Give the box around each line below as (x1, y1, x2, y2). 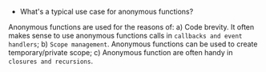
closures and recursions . (8, 56, 94, 66)
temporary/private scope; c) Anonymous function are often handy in (8, 48, 233, 57)
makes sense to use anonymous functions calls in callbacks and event (8, 31, 243, 40)
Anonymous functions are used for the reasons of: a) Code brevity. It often (8, 22, 255, 31)
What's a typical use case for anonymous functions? (19, 7, 194, 16)
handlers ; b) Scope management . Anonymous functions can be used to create (8, 39, 258, 49)
